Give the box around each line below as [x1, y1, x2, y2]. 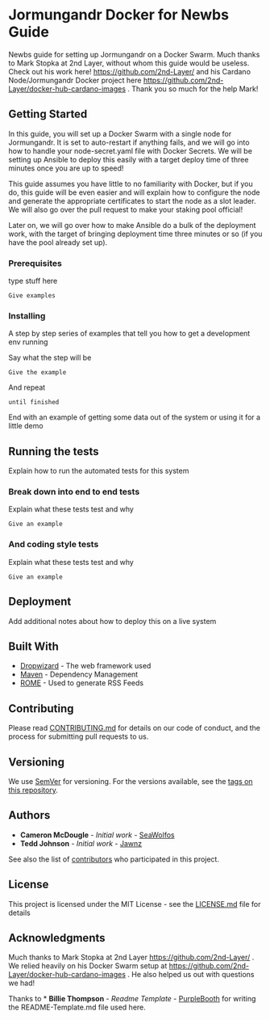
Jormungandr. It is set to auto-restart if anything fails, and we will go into [8, 137, 250, 147]
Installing [8, 310, 46, 321]
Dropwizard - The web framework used [19, 661, 152, 671]
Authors [8, 808, 51, 822]
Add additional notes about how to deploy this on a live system [8, 616, 217, 626]
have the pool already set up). [8, 237, 108, 247]
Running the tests [8, 445, 99, 458]
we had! [8, 978, 35, 988]
